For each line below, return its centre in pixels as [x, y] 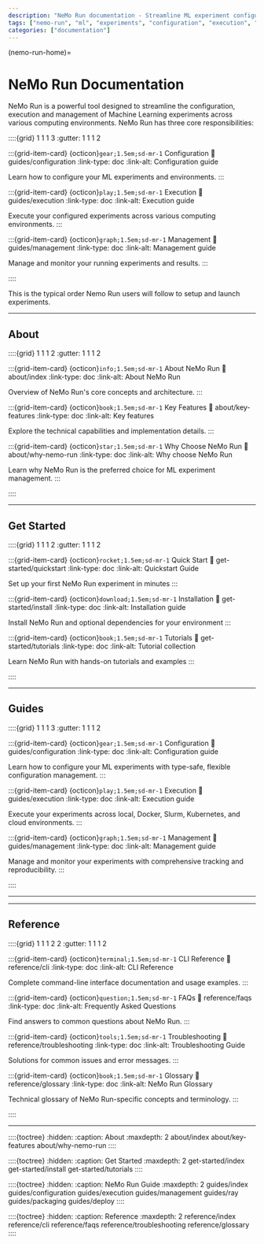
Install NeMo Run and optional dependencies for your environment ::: [120, 622]
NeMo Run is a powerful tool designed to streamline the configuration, [122, 106]
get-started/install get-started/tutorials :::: [75, 1169]
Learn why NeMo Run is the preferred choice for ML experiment [112, 470]
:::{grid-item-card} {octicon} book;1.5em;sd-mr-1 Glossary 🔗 [104, 1075]
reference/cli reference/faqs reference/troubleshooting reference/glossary [129, 1224]
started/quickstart [37, 568]
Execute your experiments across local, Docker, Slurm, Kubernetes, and [125, 814]
